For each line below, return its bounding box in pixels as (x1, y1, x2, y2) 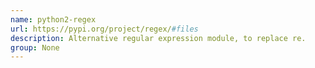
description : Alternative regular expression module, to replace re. (10, 33, 307, 43)
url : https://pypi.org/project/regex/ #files (10, 24, 199, 34)
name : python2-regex (10, 14, 97, 25)
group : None (10, 42, 60, 53)
